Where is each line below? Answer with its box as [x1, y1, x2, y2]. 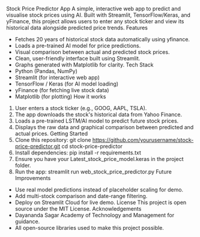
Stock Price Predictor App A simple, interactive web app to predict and [6, 5, 181, 12]
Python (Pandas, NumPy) [14, 68, 78, 74]
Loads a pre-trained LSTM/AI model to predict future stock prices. [14, 117, 179, 124]
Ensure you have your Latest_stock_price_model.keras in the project [14, 156, 184, 162]
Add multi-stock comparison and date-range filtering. [14, 193, 148, 199]
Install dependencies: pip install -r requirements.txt [14, 149, 141, 156]
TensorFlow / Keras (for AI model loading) [14, 80, 119, 87]
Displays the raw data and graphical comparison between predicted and [14, 124, 194, 130]
